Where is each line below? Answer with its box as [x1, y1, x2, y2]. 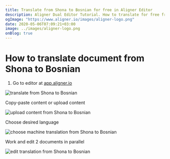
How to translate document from [5, 52, 145, 64]
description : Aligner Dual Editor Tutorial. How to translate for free [5, 12, 159, 17]
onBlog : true [5, 31, 33, 36]
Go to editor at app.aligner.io [12, 80, 72, 86]
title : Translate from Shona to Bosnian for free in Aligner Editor [5, 7, 153, 13]
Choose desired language [5, 119, 59, 125]
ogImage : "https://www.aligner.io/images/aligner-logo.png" [5, 17, 135, 22]
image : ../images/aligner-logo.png [5, 26, 80, 31]
